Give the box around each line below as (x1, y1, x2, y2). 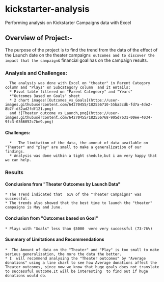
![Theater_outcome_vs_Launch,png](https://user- (18, 111, 120, 116)
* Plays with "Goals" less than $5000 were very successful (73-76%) (5, 226, 153, 231)
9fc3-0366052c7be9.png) (5, 119, 54, 125)
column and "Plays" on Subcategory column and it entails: (5, 85, 131, 90)
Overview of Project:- (5, 34, 73, 42)
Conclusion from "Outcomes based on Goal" (5, 215, 98, 221)
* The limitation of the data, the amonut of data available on (9, 141, 148, 146)
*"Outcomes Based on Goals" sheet (9, 94, 80, 99)
